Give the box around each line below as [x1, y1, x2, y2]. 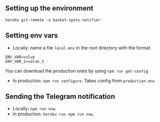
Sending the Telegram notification [5, 92, 115, 101]
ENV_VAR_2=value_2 [5, 59, 44, 64]
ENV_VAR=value [5, 54, 35, 60]
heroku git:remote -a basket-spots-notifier [5, 17, 101, 22]
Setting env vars [5, 31, 58, 40]
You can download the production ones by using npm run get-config [5, 68, 148, 74]
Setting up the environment [5, 4, 94, 13]
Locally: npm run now [12, 106, 56, 112]
